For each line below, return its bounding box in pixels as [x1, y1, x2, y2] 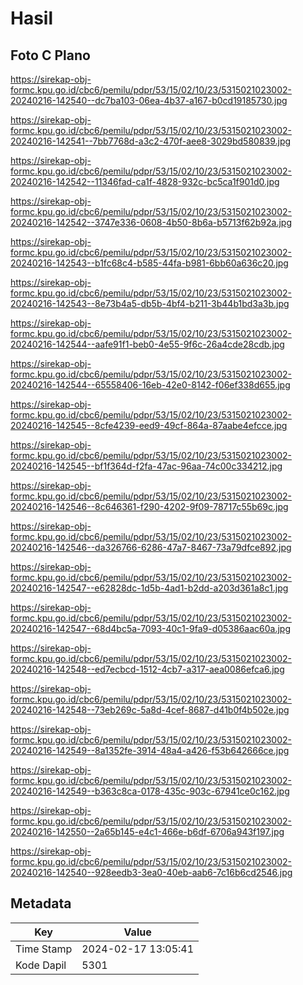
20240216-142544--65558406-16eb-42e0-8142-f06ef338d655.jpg [10, 379, 291, 391]
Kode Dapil [15, 958, 67, 972]
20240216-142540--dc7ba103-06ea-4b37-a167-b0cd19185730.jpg [10, 95, 288, 106]
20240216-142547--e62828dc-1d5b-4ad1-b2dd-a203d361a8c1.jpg [10, 582, 289, 594]
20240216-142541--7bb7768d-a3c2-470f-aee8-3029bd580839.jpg [10, 135, 292, 147]
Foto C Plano [10, 47, 91, 64]
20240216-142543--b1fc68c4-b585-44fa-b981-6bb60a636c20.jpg [10, 257, 289, 269]
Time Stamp [15, 942, 73, 956]
